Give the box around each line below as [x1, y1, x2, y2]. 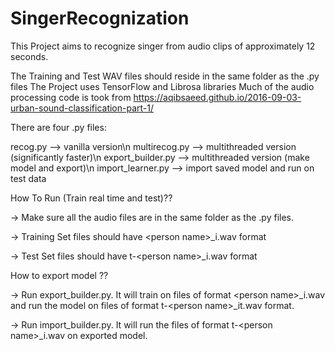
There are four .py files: [10, 121, 107, 133]
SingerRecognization [10, 7, 190, 30]
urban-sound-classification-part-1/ [10, 102, 155, 114]
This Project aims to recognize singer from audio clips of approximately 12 [10, 40, 316, 52]
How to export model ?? [10, 269, 109, 281]
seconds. [10, 50, 49, 62]
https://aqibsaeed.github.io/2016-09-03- [133, 91, 302, 103]
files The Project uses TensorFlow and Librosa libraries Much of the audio [10, 80, 315, 92]
